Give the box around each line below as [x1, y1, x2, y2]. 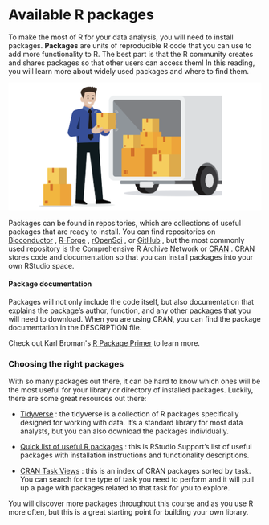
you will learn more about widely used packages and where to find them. [8, 66, 249, 76]
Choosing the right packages [8, 358, 124, 369]
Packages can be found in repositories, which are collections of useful [8, 218, 242, 228]
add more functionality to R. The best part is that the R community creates [8, 49, 254, 59]
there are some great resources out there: [8, 394, 147, 404]
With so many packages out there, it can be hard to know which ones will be [8, 376, 261, 387]
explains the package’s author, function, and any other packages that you [8, 306, 251, 315]
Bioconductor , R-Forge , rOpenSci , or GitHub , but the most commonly [8, 235, 245, 244]
